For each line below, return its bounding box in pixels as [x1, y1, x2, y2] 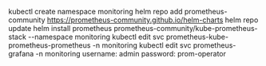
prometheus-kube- [165, 32, 229, 41]
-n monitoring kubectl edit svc [92, 41, 192, 50]
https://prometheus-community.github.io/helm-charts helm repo [46, 15, 259, 25]
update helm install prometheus [8, 24, 113, 33]
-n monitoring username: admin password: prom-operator [35, 49, 226, 58]
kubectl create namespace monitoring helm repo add [8, 7, 183, 16]
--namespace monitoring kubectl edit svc [27, 32, 165, 41]
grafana [8, 49, 34, 58]
